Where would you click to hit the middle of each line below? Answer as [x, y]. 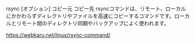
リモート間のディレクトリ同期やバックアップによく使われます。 [93, 23]
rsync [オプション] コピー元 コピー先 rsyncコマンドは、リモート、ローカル [96, 9]
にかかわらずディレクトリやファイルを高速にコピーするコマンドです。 [90, 16]
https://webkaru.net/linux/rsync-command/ [58, 35]
